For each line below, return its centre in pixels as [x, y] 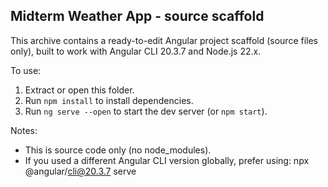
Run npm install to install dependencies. [109, 100]
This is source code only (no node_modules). [118, 150]
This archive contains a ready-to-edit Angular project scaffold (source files [164, 40]
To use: [26, 70]
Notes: [24, 130]
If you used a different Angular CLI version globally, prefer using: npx [167, 160]
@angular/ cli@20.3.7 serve [80, 171]
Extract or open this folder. [79, 90]
